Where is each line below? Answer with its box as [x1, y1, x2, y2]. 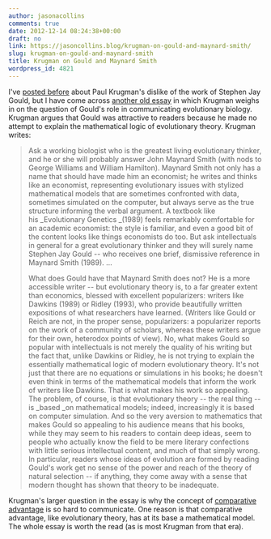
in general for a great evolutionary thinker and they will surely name [28, 240, 253, 250]
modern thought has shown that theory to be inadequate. [28, 480, 219, 490]
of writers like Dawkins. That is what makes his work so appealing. [28, 385, 250, 395]
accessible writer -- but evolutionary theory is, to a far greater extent [28, 281, 258, 292]
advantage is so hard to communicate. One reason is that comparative [8, 504, 243, 514]
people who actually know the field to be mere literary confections [28, 437, 249, 447]
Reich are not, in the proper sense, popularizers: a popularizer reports [28, 316, 261, 326]
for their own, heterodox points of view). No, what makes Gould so [28, 333, 250, 343]
